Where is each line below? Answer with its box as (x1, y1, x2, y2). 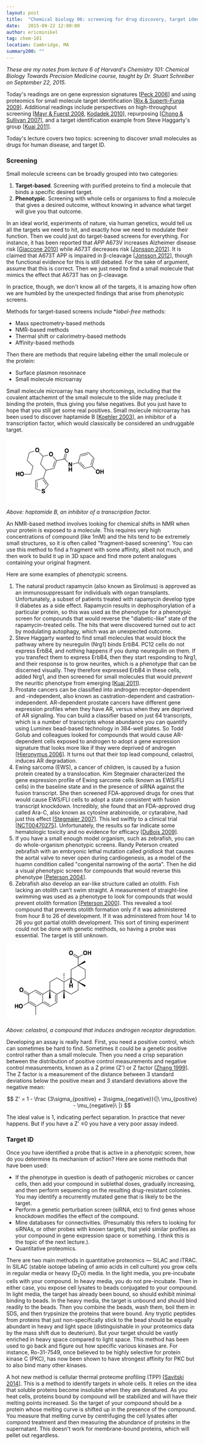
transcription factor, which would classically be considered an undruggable (6, 420, 194, 427)
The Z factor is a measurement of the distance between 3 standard (6, 1071, 174, 1078)
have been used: (6, 1162, 49, 1169)
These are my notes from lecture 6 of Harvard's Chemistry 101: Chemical (6, 66, 189, 73)
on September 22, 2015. (6, 79, 66, 86)
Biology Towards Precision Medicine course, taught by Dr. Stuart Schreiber (6, 72, 194, 79)
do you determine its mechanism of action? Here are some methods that (6, 1155, 187, 1163)
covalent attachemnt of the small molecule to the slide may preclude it (6, 394, 182, 401)
